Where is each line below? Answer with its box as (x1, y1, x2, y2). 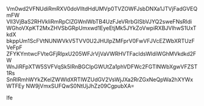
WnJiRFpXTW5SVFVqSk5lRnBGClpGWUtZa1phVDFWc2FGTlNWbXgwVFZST (6, 63, 198, 70)
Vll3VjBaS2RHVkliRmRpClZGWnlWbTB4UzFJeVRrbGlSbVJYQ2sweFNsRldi (6, 18, 192, 25)
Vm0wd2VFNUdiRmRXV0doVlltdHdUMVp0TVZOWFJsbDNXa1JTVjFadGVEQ (6, 5, 198, 12)
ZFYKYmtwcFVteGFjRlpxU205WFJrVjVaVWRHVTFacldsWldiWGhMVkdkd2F (6, 50, 197, 57)
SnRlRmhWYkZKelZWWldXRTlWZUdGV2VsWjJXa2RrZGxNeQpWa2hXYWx (6, 76, 194, 83)
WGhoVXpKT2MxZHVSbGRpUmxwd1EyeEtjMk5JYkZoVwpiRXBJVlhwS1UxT (6, 24, 197, 31)
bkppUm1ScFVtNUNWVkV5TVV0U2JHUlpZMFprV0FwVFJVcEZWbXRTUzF (6, 38, 195, 44)
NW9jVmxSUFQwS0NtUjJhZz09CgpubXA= (26, 82, 135, 90)
